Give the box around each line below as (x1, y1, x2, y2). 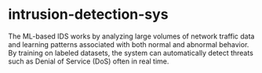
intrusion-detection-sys (8, 5, 169, 24)
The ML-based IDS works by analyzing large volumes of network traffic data (8, 31, 255, 41)
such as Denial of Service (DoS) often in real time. (8, 57, 169, 66)
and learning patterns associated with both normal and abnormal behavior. (8, 39, 249, 49)
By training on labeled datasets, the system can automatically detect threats (8, 48, 253, 57)
